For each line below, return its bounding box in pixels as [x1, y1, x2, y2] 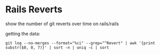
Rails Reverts [5, 4, 63, 15]
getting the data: [5, 30, 41, 36]
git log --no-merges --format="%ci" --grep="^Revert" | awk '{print [5, 40, 155, 46]
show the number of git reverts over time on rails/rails [5, 21, 119, 27]
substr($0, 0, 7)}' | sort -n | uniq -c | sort [5, 45, 110, 50]
